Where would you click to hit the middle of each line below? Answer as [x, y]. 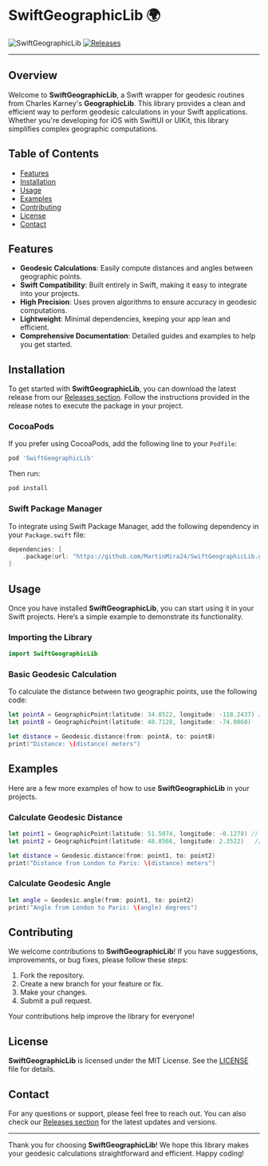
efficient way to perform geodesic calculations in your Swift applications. [128, 112]
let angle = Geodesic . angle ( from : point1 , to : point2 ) [101, 900]
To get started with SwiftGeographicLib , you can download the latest [122, 389]
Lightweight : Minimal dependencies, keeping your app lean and [125, 319]
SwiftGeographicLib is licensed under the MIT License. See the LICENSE [128, 1061]
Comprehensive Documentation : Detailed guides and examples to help [138, 336]
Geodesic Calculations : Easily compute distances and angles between [136, 268]
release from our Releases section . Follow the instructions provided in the [129, 397]
